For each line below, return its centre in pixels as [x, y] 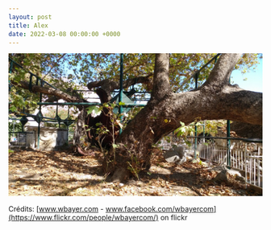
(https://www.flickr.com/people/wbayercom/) [83, 217]
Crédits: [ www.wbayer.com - [56, 208]
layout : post [30, 17]
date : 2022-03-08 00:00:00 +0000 [65, 34]
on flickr [174, 217]
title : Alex [28, 25]
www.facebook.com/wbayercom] [161, 208]
